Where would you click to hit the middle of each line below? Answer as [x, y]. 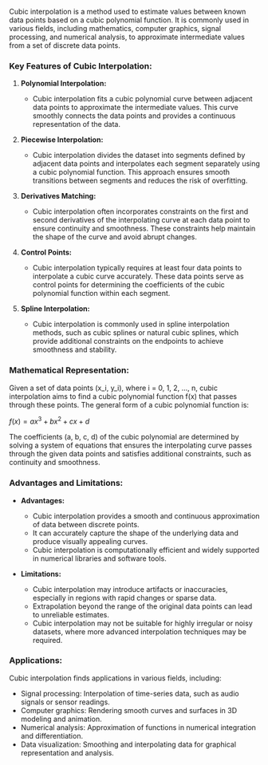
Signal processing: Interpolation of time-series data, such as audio [130, 693]
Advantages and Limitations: [66, 483]
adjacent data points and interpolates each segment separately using [146, 164]
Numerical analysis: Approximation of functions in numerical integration [138, 727]
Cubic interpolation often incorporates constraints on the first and [140, 211]
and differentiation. [51, 735]
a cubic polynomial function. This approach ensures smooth [131, 172]
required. [47, 640]
